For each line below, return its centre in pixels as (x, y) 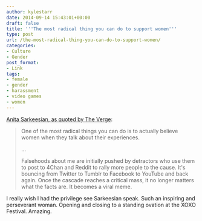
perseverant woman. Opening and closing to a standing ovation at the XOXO (101, 205)
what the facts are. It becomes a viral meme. (77, 186)
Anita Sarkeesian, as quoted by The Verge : (60, 119)
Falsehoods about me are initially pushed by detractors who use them (108, 160)
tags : (13, 74)
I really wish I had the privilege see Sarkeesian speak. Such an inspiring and (101, 198)
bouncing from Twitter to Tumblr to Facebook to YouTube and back (105, 174)
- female (17, 79)
